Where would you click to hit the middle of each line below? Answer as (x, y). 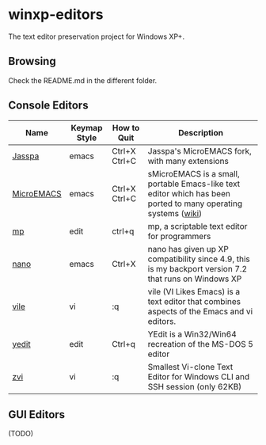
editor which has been (189, 193)
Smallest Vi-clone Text (190, 367)
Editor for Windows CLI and (199, 376)
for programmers (179, 236)
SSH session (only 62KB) (195, 386)
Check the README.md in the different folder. (83, 80)
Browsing (32, 61)
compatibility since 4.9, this (199, 259)
